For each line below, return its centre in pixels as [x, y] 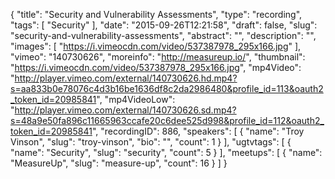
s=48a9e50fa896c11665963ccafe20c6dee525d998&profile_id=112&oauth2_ [167, 120]
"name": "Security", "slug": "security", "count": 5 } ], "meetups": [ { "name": [166, 152]
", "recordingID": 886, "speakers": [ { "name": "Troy [198, 131]
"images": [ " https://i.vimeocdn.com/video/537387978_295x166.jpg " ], [156, 46]
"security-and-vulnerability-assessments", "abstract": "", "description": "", [163, 35]
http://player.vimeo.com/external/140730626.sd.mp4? [125, 110]
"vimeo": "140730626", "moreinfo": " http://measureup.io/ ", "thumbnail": [158, 57]
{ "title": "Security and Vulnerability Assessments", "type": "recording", [156, 14]
